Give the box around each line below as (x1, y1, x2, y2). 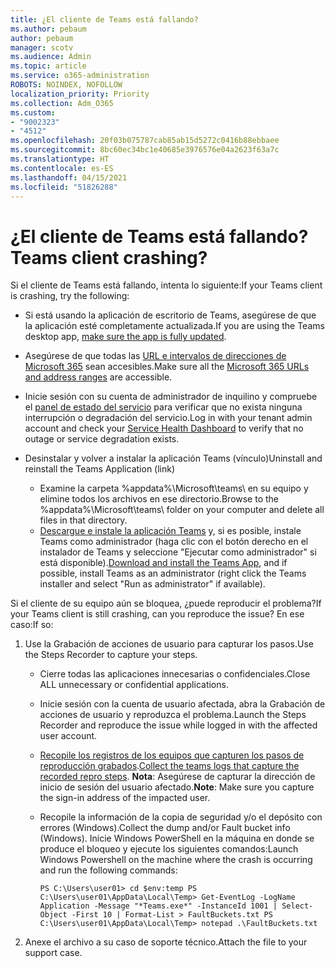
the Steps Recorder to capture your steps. (24, 649, 198, 661)
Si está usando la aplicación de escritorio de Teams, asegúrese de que (24, 309, 317, 321)
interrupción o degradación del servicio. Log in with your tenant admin (24, 412, 313, 424)
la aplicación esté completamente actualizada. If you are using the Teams (24, 320, 325, 332)
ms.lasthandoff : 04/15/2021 (10, 172, 128, 183)
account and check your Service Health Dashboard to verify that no (24, 422, 304, 435)
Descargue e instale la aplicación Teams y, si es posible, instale (39, 525, 302, 537)
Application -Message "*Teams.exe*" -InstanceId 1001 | (39, 901, 278, 911)
